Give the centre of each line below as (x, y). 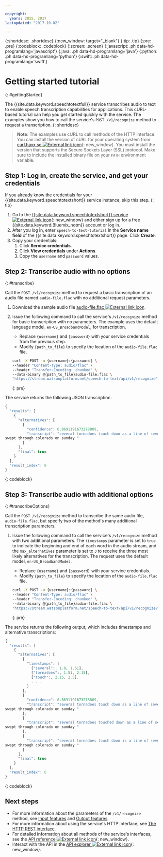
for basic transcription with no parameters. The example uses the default (85, 321)
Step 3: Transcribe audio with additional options (79, 494)
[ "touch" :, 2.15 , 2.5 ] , (55, 677)
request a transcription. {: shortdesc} (42, 125)
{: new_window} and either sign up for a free (96, 220)
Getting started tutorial (52, 81)
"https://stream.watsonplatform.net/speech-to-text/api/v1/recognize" (85, 379)
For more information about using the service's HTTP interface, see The (84, 823)
